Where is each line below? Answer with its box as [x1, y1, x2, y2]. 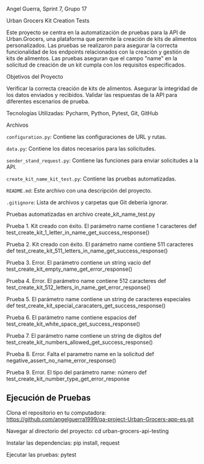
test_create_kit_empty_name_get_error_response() [6, 265, 133, 273]
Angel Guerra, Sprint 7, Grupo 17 [6, 5, 87, 12]
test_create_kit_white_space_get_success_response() [6, 320, 141, 327]
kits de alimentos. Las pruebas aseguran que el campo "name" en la [6, 55, 178, 62]
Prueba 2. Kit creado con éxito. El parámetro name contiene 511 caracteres [6, 241, 194, 248]
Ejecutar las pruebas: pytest [6, 451, 77, 458]
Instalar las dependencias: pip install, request [6, 439, 120, 446]
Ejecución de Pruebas [6, 393, 91, 403]
